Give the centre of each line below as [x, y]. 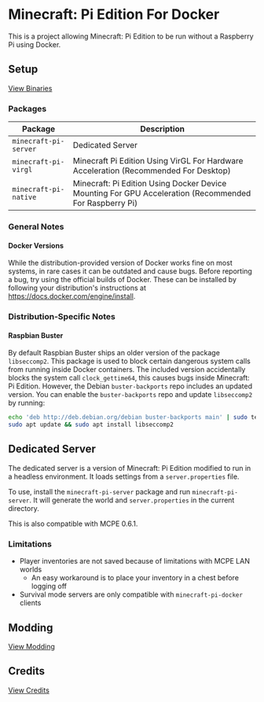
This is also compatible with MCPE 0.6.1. [73, 524]
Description [163, 129]
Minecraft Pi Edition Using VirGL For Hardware [158, 161]
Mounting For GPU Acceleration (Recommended [162, 193]
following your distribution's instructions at [77, 288]
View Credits [29, 690]
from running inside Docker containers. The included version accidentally [127, 369]
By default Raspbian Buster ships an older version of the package [114, 353]
